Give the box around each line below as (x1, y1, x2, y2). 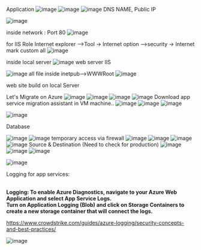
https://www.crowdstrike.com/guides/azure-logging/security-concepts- (6, 219, 184, 226)
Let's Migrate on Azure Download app (6, 94, 190, 100)
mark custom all (6, 47, 46, 54)
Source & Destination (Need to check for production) (29, 141, 159, 148)
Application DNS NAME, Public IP (6, 6, 156, 13)
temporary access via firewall (51, 135, 125, 141)
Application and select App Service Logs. (6, 195, 112, 202)
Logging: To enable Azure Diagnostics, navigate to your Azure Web (6, 189, 177, 195)
